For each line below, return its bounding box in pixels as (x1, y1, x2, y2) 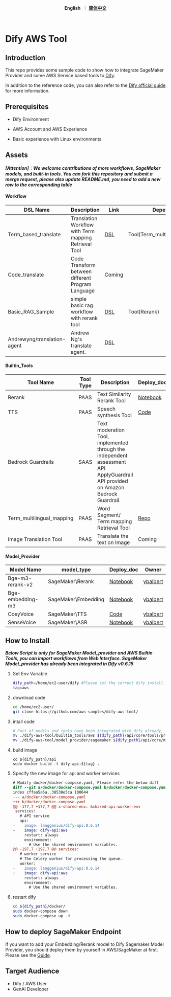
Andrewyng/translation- (8, 335, 66, 343)
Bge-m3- (8, 575, 32, 582)
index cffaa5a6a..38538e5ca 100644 (12, 789, 89, 795)
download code (12, 694, 46, 700)
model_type (61, 566, 91, 573)
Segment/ (97, 511, 121, 518)
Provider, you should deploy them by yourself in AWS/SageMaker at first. (5, 946, 158, 953)
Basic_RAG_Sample (8, 308, 54, 315)
